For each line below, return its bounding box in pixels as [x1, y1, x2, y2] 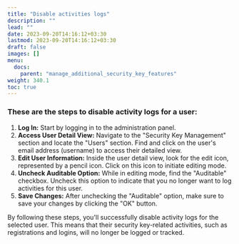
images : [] [7, 51, 40, 58]
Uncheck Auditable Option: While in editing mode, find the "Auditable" [17, 168, 227, 177]
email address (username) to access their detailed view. [17, 146, 183, 154]
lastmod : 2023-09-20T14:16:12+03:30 [7, 37, 116, 44]
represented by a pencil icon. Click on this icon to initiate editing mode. [17, 161, 227, 170]
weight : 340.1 [7, 76, 50, 84]
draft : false [7, 44, 46, 51]
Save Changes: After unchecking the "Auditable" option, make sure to [17, 191, 225, 200]
